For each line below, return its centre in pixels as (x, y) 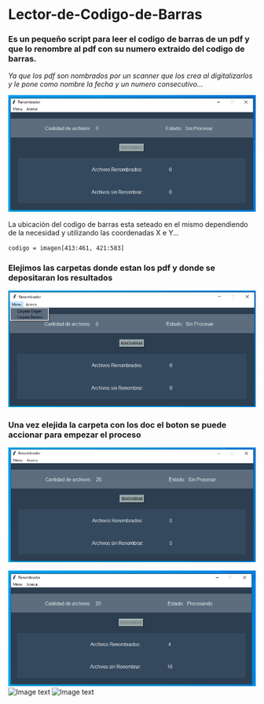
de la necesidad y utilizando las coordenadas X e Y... (93, 232)
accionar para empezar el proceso (75, 435)
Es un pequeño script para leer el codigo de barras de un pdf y (129, 39)
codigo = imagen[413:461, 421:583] (66, 248)
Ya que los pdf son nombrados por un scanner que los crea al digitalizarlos (130, 76)
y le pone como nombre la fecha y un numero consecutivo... (106, 84)
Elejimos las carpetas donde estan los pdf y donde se (112, 268)
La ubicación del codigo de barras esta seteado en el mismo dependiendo (128, 224)
